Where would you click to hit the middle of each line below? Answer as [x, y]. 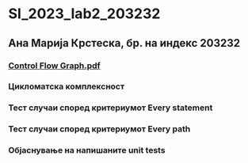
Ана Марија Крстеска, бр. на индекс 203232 [124, 43]
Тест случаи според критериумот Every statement [111, 108]
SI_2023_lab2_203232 [84, 14]
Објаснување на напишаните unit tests [87, 150]
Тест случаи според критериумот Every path [99, 129]
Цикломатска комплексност [67, 86]
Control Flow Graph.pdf [54, 66]
